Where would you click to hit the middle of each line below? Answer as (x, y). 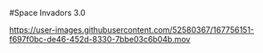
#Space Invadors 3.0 (48, 13)
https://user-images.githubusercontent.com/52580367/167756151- (132, 30)
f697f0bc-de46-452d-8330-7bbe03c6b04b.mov (100, 39)
